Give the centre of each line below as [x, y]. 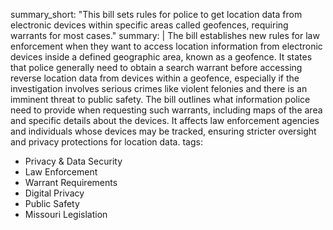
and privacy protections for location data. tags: [106, 142]
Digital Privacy [54, 193]
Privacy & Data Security [73, 161]
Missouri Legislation [66, 214]
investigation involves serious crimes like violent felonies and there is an [159, 88]
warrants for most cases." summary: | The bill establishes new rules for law [165, 35]
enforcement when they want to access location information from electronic [166, 46]
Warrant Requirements [71, 182]
